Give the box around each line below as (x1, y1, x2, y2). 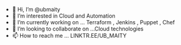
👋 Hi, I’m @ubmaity (12, 6, 61, 13)
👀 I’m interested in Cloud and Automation (12, 12, 116, 19)
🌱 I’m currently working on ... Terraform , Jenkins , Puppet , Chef (12, 19, 175, 26)
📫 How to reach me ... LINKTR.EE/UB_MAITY (12, 32, 127, 39)
